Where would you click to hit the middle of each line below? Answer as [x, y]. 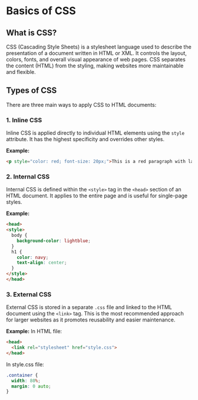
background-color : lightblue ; [54, 240]
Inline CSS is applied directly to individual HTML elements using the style [95, 133]
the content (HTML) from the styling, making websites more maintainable [95, 66]
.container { [22, 375]
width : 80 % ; [26, 381]
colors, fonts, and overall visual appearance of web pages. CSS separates [96, 59]
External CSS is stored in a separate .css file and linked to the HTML [89, 307]
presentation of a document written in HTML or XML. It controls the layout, [97, 53]
